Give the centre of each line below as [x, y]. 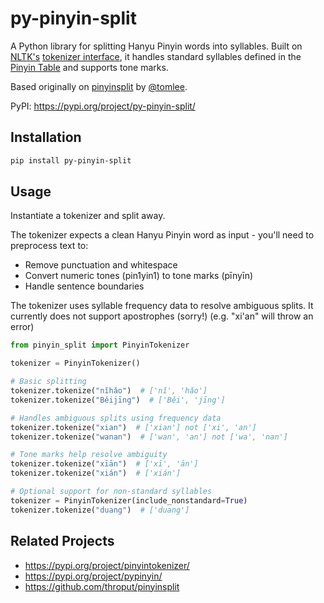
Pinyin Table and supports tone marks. [89, 67]
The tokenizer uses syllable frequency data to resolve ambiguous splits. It [162, 306]
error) [22, 327]
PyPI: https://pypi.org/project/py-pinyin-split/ [103, 106]
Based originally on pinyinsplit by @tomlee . [99, 86]
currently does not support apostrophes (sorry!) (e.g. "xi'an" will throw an [162, 316]
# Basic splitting [48, 382]
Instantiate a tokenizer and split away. [88, 216]
